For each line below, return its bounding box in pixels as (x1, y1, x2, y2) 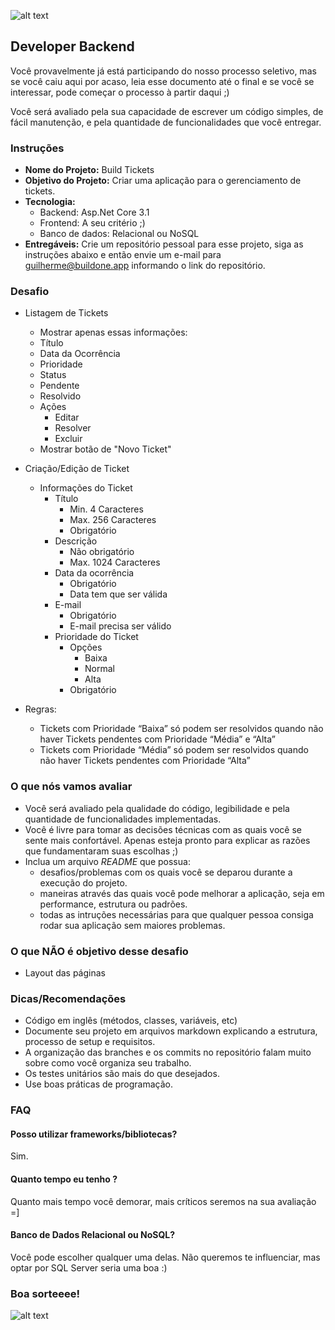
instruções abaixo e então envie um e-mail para (24, 249, 222, 261)
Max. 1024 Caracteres (69, 556, 161, 569)
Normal (84, 663, 115, 675)
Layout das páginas (24, 967, 106, 979)
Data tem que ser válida (69, 588, 168, 600)
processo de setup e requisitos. (24, 1036, 156, 1048)
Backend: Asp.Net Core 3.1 (39, 206, 150, 219)
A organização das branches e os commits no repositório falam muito (24, 1046, 312, 1059)
